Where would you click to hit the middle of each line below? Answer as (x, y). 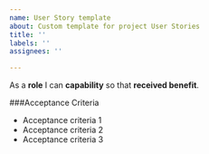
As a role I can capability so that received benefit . (104, 85)
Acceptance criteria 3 (63, 140)
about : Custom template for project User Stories (105, 26)
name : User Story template (60, 18)
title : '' (28, 34)
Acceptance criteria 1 (62, 120)
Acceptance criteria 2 (63, 130)
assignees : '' (36, 52)
